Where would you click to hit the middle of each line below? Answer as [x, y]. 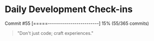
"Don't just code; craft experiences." [55, 33]
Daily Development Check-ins [69, 9]
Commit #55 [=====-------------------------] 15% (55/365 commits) [77, 23]
